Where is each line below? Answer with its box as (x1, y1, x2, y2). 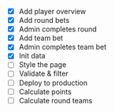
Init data (18, 51, 46, 61)
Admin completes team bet (18, 43, 107, 52)
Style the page (18, 60, 67, 69)
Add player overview (18, 7, 87, 16)
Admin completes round (18, 24, 98, 34)
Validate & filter (18, 69, 69, 78)
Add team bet (18, 33, 64, 43)
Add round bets (18, 16, 70, 25)
